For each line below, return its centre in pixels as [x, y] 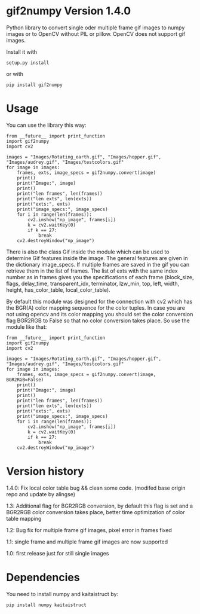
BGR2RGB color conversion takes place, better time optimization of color [96, 512]
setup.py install [28, 63]
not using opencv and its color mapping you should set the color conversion [100, 314]
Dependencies [43, 578]
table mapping [24, 518]
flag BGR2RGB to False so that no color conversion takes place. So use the [98, 320]
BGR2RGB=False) [25, 380]
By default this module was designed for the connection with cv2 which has [99, 301]
